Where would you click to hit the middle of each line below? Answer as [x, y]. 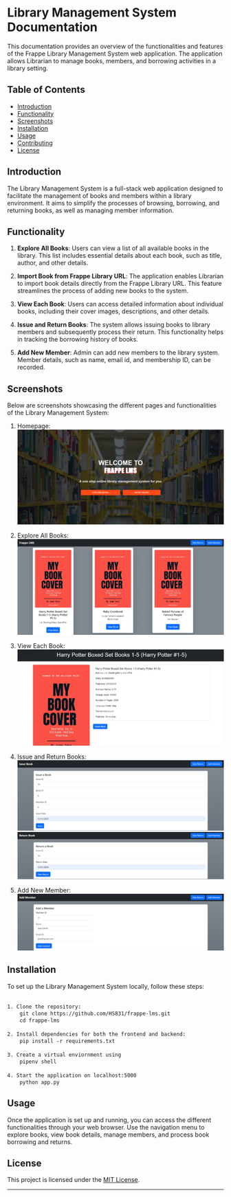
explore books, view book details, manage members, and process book [108, 1134]
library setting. [27, 68]
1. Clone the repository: [44, 1007]
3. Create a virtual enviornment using [64, 1055]
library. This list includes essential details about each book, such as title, [119, 256]
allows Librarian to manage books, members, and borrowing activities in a [112, 60]
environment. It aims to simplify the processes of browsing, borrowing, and [113, 203]
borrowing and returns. [40, 1141]
